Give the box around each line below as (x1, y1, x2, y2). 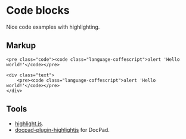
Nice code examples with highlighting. (6, 23, 100, 30)
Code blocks (6, 4, 70, 17)
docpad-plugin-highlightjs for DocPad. (14, 126, 110, 133)
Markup (6, 41, 36, 51)
